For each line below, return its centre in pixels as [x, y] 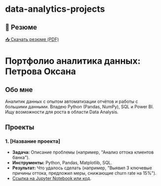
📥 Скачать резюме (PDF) [32, 39]
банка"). [21, 157]
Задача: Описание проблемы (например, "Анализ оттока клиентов [83, 152]
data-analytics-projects [55, 9]
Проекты [20, 127]
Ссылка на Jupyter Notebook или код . [52, 178]
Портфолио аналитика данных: [73, 61]
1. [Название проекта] [33, 141]
